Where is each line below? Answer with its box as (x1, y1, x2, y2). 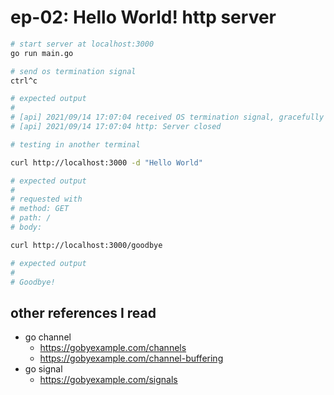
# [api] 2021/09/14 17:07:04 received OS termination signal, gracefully (10, 112, 325, 123)
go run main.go (10, 48, 74, 58)
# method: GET (10, 204, 70, 214)
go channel (24, 331, 72, 343)
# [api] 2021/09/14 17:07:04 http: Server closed (10, 122, 222, 132)
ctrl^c (10, 76, 38, 86)
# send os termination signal (10, 66, 137, 76)
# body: (10, 222, 43, 233)
